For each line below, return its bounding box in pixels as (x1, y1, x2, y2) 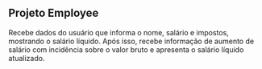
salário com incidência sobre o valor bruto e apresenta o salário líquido (8, 44, 244, 55)
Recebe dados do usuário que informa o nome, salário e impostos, (8, 27, 230, 37)
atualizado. (8, 53, 45, 63)
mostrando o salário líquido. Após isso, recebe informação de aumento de (8, 36, 255, 46)
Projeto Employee (8, 6, 99, 20)
